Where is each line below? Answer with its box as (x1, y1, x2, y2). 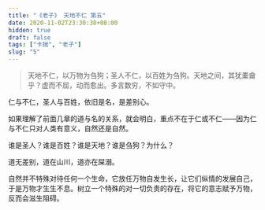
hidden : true (8, 26, 51, 34)
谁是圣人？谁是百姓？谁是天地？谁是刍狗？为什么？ (8, 141, 174, 149)
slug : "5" (8, 48, 41, 56)
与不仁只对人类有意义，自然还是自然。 (8, 123, 132, 133)
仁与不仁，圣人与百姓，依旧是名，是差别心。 (8, 98, 154, 106)
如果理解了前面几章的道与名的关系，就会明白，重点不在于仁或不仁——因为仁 (8, 114, 257, 123)
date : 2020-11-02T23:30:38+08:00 (8, 19, 118, 27)
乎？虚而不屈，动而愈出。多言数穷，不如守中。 (27, 80, 180, 90)
